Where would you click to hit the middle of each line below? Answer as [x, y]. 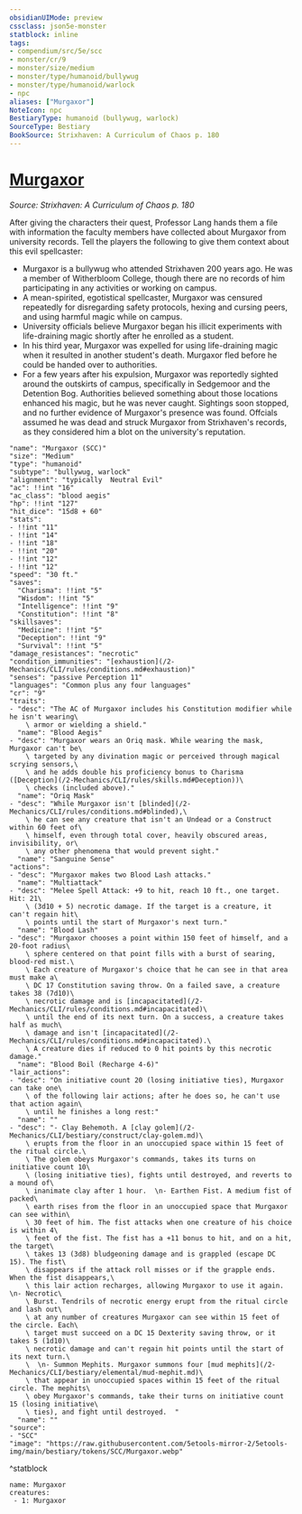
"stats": [26, 519]
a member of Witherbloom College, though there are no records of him [154, 278]
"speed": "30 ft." [44, 574]
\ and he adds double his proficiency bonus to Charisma [135, 772]
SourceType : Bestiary [50, 127]
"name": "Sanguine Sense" [66, 859]
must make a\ [34, 977]
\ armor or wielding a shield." [86, 724]
